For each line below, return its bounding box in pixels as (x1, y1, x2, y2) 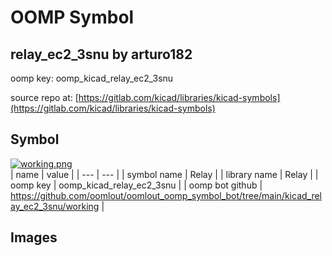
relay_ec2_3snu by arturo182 (10, 46, 193, 63)
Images (10, 229, 58, 246)
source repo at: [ (10, 92, 79, 103)
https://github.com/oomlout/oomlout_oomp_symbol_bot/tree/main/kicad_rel (10, 189, 323, 201)
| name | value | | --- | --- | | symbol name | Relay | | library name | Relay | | (10, 168, 319, 180)
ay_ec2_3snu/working (10, 200, 100, 212)
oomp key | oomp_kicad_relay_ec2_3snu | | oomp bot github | (10, 179, 263, 191)
